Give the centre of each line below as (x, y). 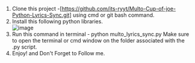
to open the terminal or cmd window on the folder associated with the (98, 40)
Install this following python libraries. (57, 21)
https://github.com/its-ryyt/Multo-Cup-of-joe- (119, 9)
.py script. (24, 47)
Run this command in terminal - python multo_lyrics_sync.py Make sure (101, 34)
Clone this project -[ (37, 9)
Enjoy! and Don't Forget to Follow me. (58, 53)
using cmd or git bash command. (114, 15)
